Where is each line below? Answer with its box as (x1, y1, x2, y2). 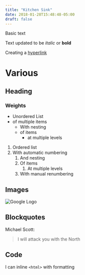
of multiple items (12, 118, 47, 125)
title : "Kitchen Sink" (5, 7, 52, 12)
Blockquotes (5, 213, 45, 221)
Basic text (5, 30, 26, 36)
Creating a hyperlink (5, 49, 47, 55)
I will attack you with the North (17, 236, 80, 242)
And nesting (19, 155, 45, 161)
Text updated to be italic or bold (5, 40, 71, 46)
